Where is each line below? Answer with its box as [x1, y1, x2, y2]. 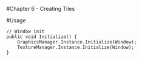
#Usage [6, 17, 26, 24]
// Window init [6, 28, 45, 34]
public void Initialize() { [6, 34, 78, 40]
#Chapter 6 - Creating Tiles [6, 5, 75, 12]
